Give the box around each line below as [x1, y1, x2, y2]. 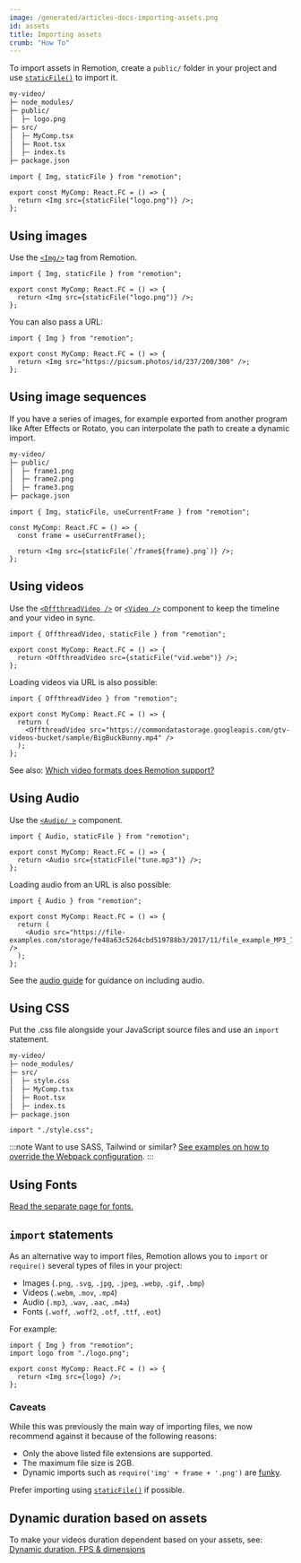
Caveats [9, 1401, 47, 1413]
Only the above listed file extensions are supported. [21, 1448, 213, 1459]
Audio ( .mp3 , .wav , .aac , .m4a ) [21, 1297, 130, 1307]
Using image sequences [9, 389, 147, 404]
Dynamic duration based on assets [9, 1510, 208, 1525]
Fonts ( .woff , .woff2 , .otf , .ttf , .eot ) [21, 1307, 161, 1317]
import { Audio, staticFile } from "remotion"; [9, 831, 191, 841]
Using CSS [9, 1001, 70, 1016]
